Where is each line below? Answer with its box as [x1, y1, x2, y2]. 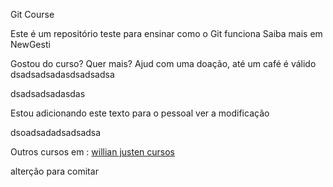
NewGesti [10, 39, 51, 50]
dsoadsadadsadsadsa [10, 127, 102, 138]
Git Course [10, 9, 55, 20]
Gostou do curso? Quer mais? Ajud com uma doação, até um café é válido [10, 58, 317, 69]
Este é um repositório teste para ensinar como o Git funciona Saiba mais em [10, 28, 323, 39]
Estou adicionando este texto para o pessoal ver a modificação [10, 107, 270, 119]
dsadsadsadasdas [10, 88, 86, 99]
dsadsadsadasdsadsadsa [10, 69, 115, 80]
